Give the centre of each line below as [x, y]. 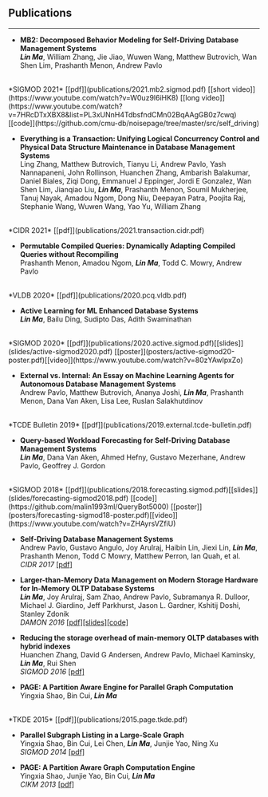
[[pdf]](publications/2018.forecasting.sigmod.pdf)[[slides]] [162, 489]
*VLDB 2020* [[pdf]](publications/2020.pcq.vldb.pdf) [98, 295]
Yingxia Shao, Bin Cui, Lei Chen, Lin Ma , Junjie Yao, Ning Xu [119, 743]
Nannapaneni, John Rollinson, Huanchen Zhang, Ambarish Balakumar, [135, 172]
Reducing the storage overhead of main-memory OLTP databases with [139, 637]
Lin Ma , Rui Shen [48, 663]
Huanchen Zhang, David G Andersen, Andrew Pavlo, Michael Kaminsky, [138, 654]
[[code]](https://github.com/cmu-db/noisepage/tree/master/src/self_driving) [134, 123]
